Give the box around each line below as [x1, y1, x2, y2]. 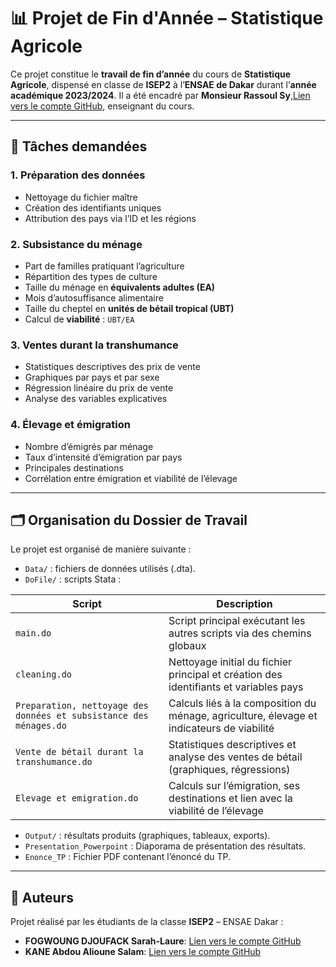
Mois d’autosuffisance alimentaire [24, 291, 164, 304]
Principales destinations [24, 461, 124, 474]
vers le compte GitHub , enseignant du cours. [10, 100, 195, 112]
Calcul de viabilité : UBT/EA [24, 313, 135, 325]
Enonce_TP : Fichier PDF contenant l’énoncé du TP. [24, 851, 231, 863]
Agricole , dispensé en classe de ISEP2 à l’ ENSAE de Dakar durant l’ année [10, 78, 317, 90]
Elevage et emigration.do [15, 793, 139, 804]
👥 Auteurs [10, 889, 74, 906]
